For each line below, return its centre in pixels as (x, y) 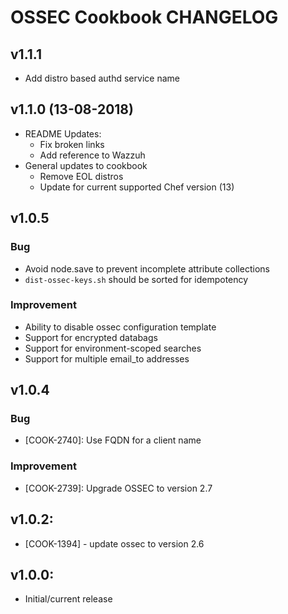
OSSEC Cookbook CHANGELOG (144, 17)
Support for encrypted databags (91, 337)
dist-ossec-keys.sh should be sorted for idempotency (136, 279)
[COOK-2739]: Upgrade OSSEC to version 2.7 (118, 488)
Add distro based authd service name (102, 78)
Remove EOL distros (81, 176)
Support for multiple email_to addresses (107, 358)
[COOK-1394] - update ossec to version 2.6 (114, 543)
